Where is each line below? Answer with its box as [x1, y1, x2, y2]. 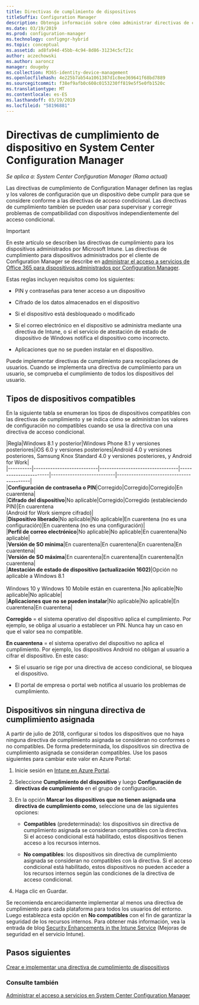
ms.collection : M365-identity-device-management [6, 69, 129, 75]
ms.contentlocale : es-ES [6, 91, 68, 97]
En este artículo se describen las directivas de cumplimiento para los [6, 239, 174, 246]
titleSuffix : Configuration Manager [6, 14, 97, 20]
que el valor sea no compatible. [6, 628, 83, 636]
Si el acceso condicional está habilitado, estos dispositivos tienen [23, 833, 184, 840]
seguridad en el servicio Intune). [6, 931, 85, 938]
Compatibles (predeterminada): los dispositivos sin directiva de [23, 820, 179, 827]
